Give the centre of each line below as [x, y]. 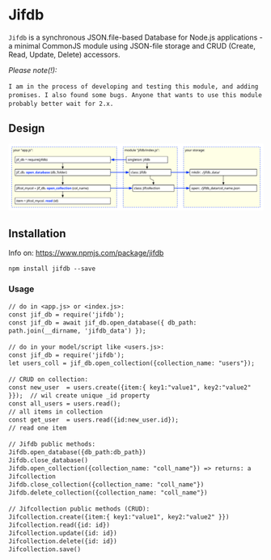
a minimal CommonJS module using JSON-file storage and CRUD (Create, [132, 45]
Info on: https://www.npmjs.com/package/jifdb [86, 252]
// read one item [38, 428]
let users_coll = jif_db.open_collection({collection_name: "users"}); [131, 363]
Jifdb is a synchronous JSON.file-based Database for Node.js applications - [135, 37]
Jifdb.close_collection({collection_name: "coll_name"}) [106, 485]
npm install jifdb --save [52, 269]
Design [27, 128]
